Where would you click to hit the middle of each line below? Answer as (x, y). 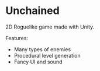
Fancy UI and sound (38, 62)
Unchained (32, 11)
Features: (17, 38)
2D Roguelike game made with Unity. (50, 27)
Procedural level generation (47, 55)
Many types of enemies (42, 49)
